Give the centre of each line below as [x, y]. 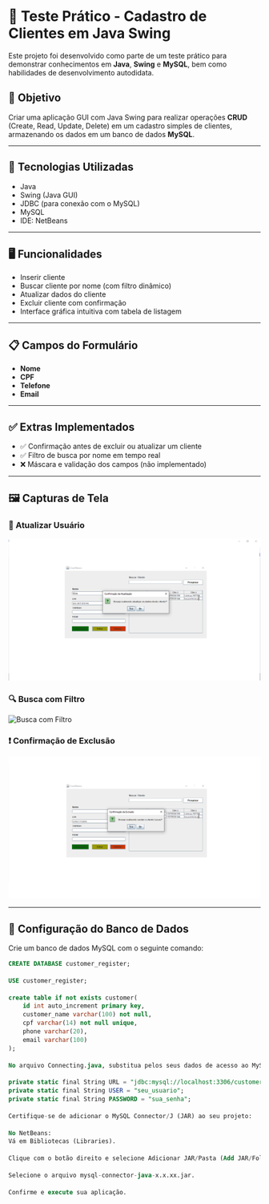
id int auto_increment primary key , [84, 1006]
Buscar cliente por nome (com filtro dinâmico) [96, 286]
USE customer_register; [48, 981]
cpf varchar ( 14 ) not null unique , [80, 1023]
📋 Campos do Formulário [73, 345]
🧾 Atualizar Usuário [47, 525]
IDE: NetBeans [44, 221]
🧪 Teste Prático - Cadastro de [108, 16]
